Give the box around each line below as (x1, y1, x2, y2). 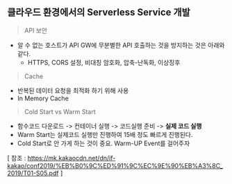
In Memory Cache (17, 94, 69, 102)
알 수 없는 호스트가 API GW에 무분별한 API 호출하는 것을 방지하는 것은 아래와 (17, 41, 225, 49)
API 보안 (24, 26, 47, 35)
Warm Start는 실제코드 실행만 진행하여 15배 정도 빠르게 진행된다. (17, 130, 193, 138)
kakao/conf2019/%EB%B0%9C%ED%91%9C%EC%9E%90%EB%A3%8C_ (7, 161, 224, 169)
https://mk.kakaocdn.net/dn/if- (27, 154, 116, 162)
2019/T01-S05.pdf (7, 169, 59, 177)
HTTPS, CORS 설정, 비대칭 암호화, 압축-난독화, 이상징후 (27, 58, 181, 66)
